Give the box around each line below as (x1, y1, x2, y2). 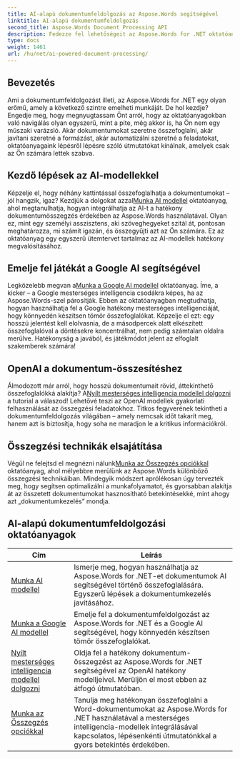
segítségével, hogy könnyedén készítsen (74, 627, 211, 637)
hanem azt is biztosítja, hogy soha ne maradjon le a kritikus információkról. (7, 419, 227, 428)
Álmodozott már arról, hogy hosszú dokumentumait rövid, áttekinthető (7, 381, 214, 390)
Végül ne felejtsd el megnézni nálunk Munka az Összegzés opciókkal (7, 458, 209, 468)
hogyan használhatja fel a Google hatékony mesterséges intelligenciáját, (7, 304, 220, 313)
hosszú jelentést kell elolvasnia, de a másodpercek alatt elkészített (7, 319, 204, 328)
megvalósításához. (7, 241, 63, 250)
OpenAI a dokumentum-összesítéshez (7, 362, 183, 375)
